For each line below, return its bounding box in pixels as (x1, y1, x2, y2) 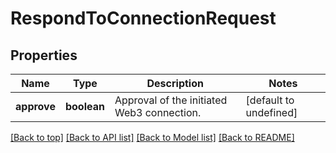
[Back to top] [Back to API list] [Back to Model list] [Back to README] (10, 132, 295, 143)
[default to (245, 93, 295, 107)
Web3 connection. (114, 106, 202, 119)
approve (15, 100, 56, 113)
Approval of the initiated (114, 93, 228, 107)
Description (146, 77, 204, 90)
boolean (64, 100, 105, 113)
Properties (10, 47, 78, 64)
